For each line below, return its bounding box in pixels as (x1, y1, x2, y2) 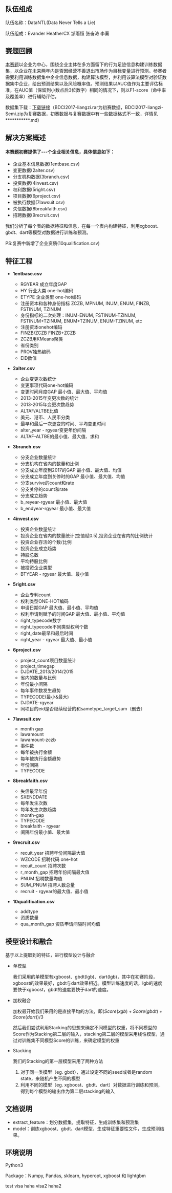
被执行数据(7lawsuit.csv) (12, 199, 65, 206)
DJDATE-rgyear (20, 700, 54, 706)
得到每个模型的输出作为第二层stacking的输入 (20, 1088, 115, 1094)
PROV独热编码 (20, 349, 51, 355)
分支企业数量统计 (20, 454, 57, 461)
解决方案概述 (5, 134, 46, 142)
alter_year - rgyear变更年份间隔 (20, 427, 87, 433)
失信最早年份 (20, 788, 48, 794)
